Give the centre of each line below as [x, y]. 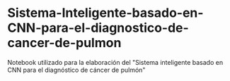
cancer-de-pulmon [64, 43]
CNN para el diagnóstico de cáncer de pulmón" [76, 70]
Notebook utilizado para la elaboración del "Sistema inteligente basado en [115, 62]
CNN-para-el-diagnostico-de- [98, 28]
